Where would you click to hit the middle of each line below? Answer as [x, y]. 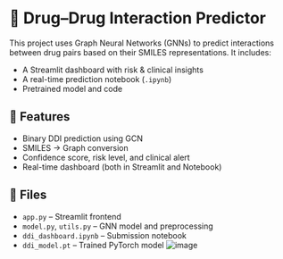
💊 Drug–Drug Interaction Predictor [137, 18]
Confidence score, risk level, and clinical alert [106, 157]
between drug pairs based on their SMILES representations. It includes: [141, 52]
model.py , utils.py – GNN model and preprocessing [118, 226]
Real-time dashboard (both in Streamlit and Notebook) [122, 167]
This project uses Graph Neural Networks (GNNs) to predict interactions [142, 43]
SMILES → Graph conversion [75, 147]
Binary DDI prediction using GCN [83, 138]
